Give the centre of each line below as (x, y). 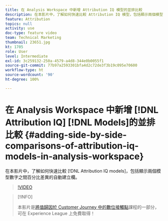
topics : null (19, 24)
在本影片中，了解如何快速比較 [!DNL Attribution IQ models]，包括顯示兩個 (81, 171)
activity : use (20, 28)
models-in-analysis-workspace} (74, 156)
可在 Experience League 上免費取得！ (56, 213)
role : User (16, 51)
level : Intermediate (27, 56)
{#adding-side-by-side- (76, 135)
